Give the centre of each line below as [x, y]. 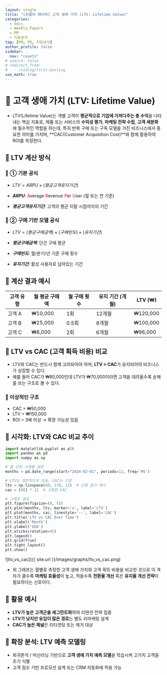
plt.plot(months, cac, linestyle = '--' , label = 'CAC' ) [61, 513]
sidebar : [14, 51]
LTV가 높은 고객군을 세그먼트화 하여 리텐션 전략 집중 [62, 612]
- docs [16, 24]
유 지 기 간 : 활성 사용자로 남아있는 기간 [47, 264]
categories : [17, 19]
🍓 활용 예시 [21, 599]
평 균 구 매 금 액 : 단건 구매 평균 [39, 243]
